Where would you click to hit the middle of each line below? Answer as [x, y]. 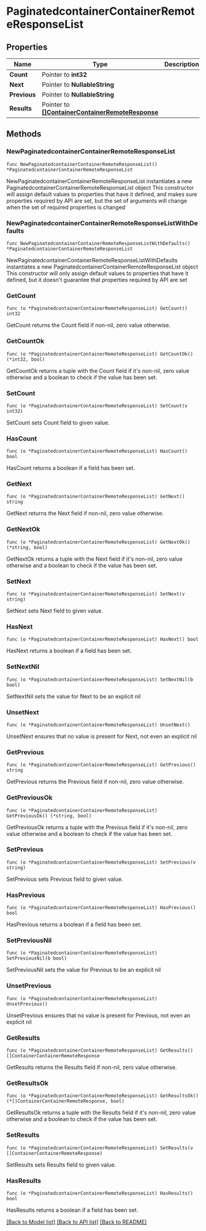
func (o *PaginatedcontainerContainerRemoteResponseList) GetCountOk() [100, 354]
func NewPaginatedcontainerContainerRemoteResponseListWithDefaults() [98, 243]
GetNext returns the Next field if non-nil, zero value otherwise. [85, 514]
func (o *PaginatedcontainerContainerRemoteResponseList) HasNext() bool [103, 639]
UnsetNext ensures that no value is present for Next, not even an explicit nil [102, 736]
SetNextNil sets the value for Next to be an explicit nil [74, 696]
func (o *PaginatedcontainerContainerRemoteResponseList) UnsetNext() [98, 725]
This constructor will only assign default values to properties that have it [97, 273]
